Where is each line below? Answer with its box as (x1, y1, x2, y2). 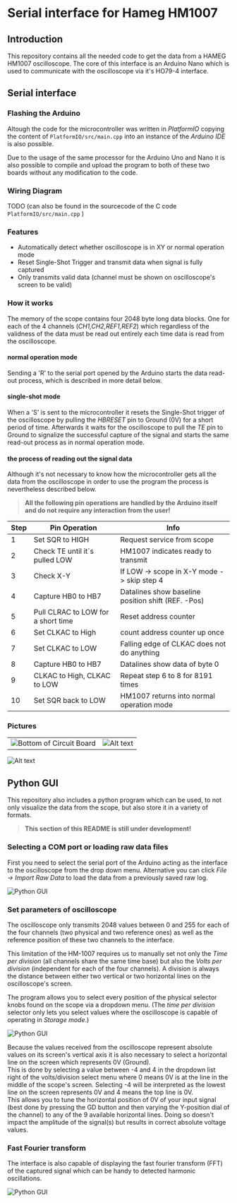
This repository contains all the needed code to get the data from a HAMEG (7, 52, 226, 60)
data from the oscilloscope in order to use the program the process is (7, 478, 209, 486)
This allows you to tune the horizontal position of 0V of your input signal (7, 1095, 217, 1103)
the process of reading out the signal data (7, 454, 133, 463)
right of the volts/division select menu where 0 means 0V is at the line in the (7, 1072, 229, 1081)
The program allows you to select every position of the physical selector (7, 992, 217, 1001)
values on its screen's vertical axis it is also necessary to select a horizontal (7, 1050, 227, 1059)
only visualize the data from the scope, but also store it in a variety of (7, 803, 209, 812)
